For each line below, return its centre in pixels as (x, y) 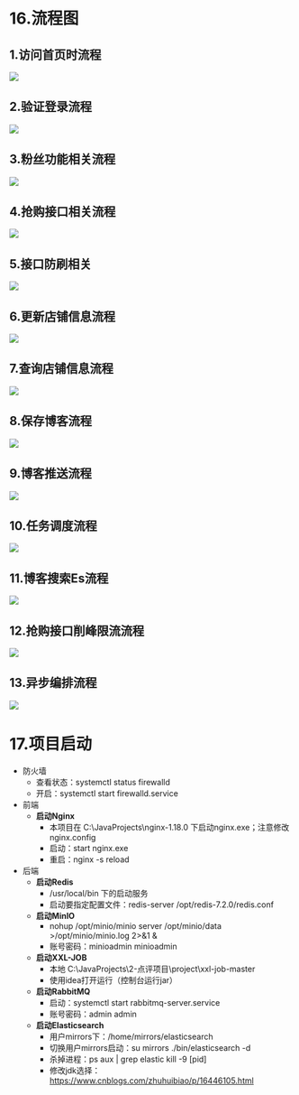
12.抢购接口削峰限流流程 (77, 631)
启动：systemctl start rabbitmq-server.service (135, 1002)
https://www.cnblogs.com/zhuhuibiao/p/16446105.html (151, 1081)
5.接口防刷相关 (50, 264)
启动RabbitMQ (63, 991)
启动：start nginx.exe (89, 848)
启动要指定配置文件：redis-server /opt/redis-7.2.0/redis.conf (162, 905)
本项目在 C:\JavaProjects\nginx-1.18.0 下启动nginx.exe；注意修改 (169, 827)
